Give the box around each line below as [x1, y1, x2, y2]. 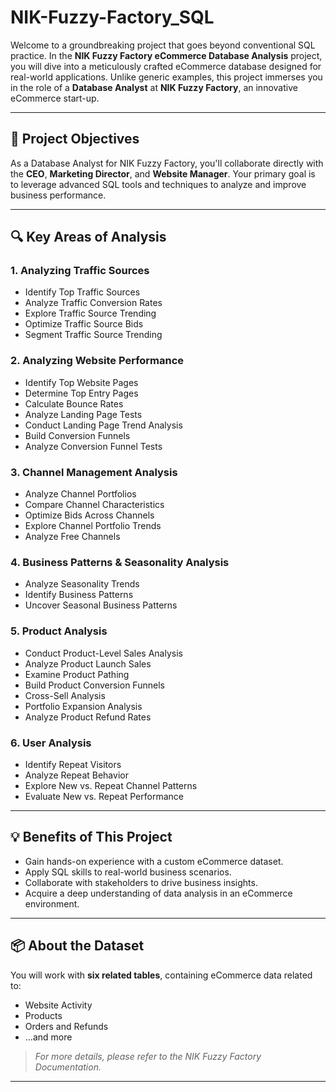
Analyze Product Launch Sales [24, 657, 152, 670]
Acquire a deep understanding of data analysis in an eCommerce [24, 887, 293, 899]
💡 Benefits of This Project [10, 829, 173, 846]
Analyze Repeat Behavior [24, 769, 129, 781]
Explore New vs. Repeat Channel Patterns [24, 779, 198, 791]
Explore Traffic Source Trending [24, 307, 157, 320]
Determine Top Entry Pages [24, 387, 139, 399]
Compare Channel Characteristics [24, 499, 165, 511]
